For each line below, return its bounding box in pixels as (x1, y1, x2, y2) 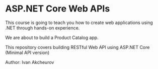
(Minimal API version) (5, 49, 50, 55)
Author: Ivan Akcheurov (5, 59, 54, 65)
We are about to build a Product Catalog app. (5, 34, 99, 40)
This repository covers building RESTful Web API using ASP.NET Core (5, 44, 150, 50)
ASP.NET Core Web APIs (5, 3, 110, 14)
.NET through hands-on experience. (5, 24, 80, 30)
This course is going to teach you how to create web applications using (5, 19, 153, 25)
